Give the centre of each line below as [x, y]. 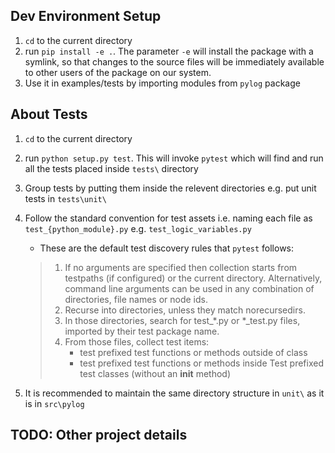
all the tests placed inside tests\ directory [111, 168]
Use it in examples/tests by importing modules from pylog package [162, 83]
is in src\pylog [54, 403]
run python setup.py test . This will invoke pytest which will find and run [174, 158]
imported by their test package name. [142, 331]
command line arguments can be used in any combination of [189, 288]
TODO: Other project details [99, 435]
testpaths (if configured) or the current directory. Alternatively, [193, 278]
